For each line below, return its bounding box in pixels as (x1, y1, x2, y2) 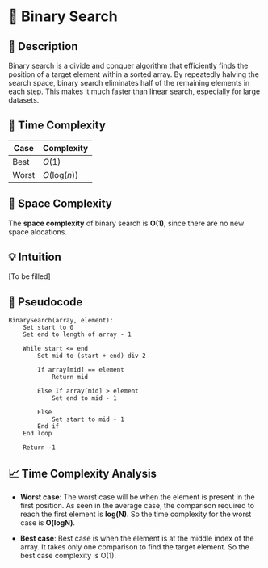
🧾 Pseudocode (8, 295, 83, 309)
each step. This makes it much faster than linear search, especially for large (8, 86, 261, 96)
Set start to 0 (23, 323, 74, 332)
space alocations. (8, 226, 67, 237)
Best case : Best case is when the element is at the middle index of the (19, 533, 254, 544)
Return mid (51, 373, 89, 381)
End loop (23, 430, 52, 438)
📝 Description (8, 40, 78, 53)
